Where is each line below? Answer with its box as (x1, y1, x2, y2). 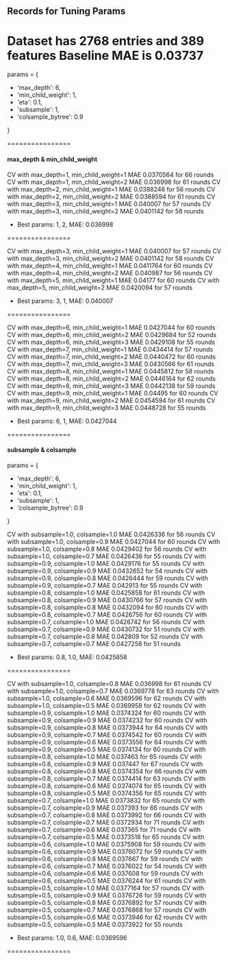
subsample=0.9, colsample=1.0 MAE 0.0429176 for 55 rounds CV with (7, 559, 205, 567)
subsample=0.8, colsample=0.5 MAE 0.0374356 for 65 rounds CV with (7, 789, 207, 797)
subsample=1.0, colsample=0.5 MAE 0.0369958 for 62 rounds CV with (7, 701, 207, 709)
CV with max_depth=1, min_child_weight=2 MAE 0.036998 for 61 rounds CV (7, 178, 221, 186)
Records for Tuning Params (7, 5, 126, 17)
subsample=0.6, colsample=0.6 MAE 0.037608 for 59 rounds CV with (7, 869, 203, 878)
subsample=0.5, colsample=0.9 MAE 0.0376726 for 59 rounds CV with (7, 891, 207, 899)
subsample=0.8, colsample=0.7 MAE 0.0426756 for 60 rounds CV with (7, 610, 207, 619)
